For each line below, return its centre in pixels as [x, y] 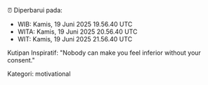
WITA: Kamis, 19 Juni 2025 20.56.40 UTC [77, 32]
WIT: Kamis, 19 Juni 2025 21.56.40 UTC [75, 39]
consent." [21, 60]
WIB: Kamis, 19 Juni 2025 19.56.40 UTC [75, 24]
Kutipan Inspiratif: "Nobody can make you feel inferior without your [104, 53]
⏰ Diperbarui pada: [35, 10]
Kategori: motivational [39, 74]
